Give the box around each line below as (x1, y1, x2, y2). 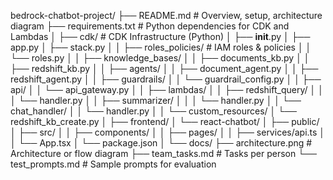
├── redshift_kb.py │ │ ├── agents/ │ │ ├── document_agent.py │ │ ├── (10, 63, 319, 74)
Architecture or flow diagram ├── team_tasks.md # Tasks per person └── (10, 148, 317, 159)
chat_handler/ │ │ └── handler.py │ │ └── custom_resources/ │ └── (10, 105, 298, 117)
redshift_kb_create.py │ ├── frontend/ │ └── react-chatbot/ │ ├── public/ (10, 116, 320, 127)
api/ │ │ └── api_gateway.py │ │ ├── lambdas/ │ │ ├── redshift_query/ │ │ (10, 84, 324, 95)
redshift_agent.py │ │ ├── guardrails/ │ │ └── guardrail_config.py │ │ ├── (10, 73, 322, 85)
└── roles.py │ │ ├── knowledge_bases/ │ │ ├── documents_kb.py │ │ (10, 52, 310, 64)
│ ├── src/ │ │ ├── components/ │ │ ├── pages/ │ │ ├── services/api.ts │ (10, 126, 326, 138)
